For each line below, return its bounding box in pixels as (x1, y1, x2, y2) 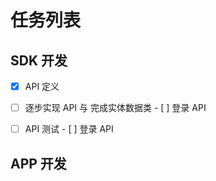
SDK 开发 (10, 52, 68, 69)
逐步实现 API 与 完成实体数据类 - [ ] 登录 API (24, 102, 207, 114)
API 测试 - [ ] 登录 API (24, 123, 114, 135)
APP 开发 (10, 155, 67, 172)
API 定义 (24, 81, 60, 92)
